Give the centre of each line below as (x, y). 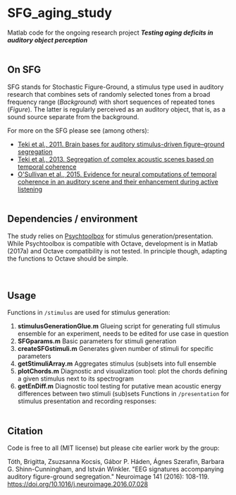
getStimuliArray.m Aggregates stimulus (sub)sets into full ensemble (117, 364)
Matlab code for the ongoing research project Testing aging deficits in (110, 32)
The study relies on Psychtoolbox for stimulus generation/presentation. (110, 236)
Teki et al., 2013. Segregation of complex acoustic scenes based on (116, 159)
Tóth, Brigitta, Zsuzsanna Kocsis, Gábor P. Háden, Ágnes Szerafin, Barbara (116, 462)
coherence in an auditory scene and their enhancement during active (118, 181)
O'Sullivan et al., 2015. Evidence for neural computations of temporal (117, 174)
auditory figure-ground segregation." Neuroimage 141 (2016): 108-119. (108, 477)
